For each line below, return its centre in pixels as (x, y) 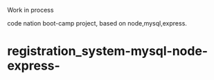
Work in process (30, 10)
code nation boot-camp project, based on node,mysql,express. (97, 23)
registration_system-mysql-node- (108, 51)
